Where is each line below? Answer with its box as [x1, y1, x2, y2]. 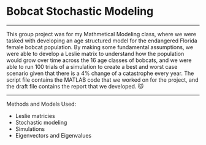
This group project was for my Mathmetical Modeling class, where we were [6, 30, 197, 37]
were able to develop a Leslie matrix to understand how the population [6, 50, 185, 57]
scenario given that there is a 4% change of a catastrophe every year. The [6, 69, 194, 77]
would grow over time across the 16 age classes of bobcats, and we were [6, 57, 192, 64]
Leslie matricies [15, 112, 55, 119]
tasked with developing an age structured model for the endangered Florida [6, 37, 197, 44]
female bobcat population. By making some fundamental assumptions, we [6, 43, 194, 50]
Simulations [15, 125, 45, 133]
